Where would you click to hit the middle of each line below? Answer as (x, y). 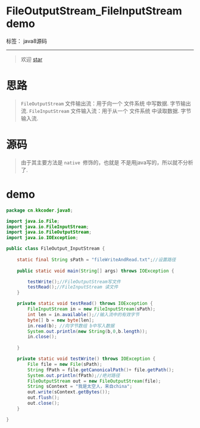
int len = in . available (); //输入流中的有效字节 (84, 314)
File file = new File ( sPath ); (65, 364)
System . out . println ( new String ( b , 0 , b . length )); (87, 331)
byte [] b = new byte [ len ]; (61, 320)
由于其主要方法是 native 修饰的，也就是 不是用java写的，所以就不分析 (107, 162)
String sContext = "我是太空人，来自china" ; (80, 387)
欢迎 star (32, 59)
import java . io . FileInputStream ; (48, 227)
